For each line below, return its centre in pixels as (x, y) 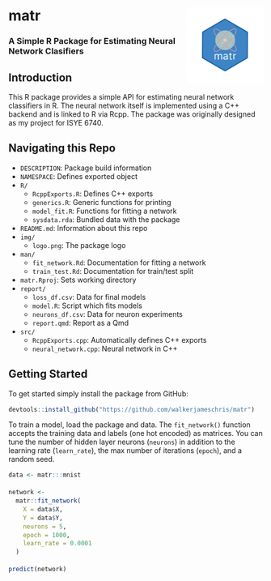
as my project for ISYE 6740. (56, 122)
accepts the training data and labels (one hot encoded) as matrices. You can (135, 434)
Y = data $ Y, (43, 518)
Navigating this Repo (62, 148)
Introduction (40, 77)
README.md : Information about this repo (84, 228)
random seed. (32, 459)
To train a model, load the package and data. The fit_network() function (129, 425)
